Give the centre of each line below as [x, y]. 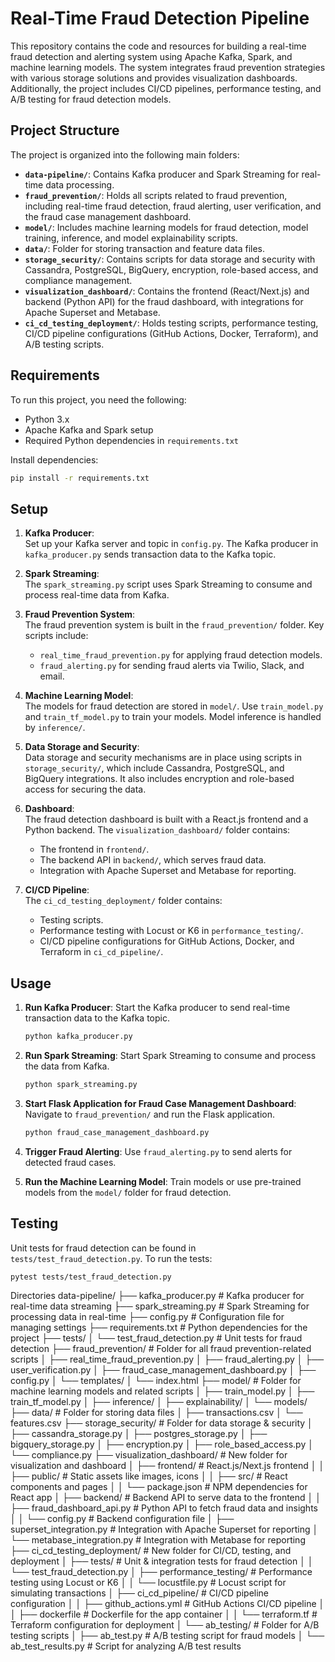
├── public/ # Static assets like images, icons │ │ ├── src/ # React [149, 1476]
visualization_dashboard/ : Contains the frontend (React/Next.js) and [167, 291]
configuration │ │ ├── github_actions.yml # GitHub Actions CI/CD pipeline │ [167, 1604]
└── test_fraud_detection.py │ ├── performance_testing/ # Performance [161, 1572]
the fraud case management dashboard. [108, 216]
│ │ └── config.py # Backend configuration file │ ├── [122, 1519]
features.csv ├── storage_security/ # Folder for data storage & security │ [161, 1423]
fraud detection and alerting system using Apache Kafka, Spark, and [151, 56]
